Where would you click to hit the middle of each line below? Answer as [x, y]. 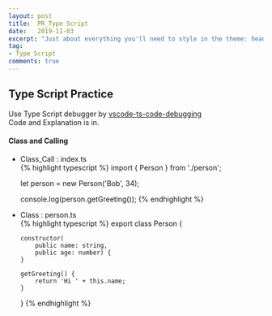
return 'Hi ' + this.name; [81, 281]
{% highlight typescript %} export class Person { [101, 223]
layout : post [30, 16]
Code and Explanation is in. [54, 122]
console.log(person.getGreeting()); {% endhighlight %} [112, 199]
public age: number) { [73, 253]
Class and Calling [38, 141]
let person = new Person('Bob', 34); [80, 183]
